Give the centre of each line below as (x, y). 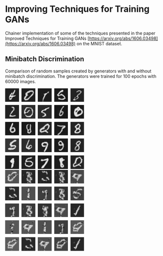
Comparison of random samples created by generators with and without (78, 71)
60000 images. (20, 81)
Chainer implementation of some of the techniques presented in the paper (80, 33)
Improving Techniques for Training (77, 9)
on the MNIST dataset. (99, 43)
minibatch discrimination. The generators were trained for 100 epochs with (81, 76)
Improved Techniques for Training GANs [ (47, 38)
